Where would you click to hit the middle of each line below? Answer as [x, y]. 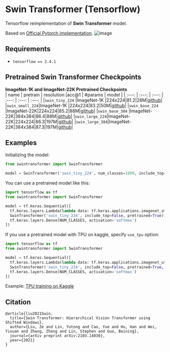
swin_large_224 [91, 117]
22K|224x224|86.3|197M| [32, 121]
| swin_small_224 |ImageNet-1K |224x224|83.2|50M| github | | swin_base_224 [82, 105]
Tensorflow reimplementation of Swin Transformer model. [66, 23]
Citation [18, 302]
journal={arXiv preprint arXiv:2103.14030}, [57, 336]
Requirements [28, 49]
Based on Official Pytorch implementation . [49, 33]
